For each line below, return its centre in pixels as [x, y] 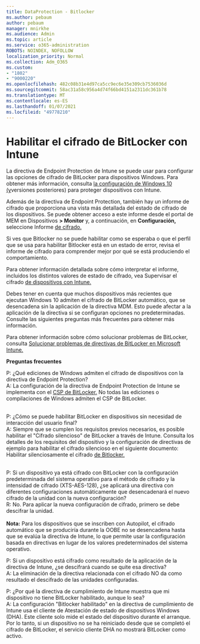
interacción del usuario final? [42, 423]
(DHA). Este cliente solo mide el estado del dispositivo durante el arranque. [99, 617]
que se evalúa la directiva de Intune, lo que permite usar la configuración [96, 536]
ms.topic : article [29, 40]
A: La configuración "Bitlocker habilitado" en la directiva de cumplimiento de [100, 604]
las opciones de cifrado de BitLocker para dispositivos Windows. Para [92, 177]
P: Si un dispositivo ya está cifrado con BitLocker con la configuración [92, 473]
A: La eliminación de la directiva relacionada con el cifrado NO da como [94, 573]
